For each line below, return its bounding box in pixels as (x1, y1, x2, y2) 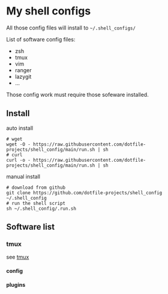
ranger (14, 66, 32, 73)
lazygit (14, 73, 32, 80)
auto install (6, 124, 34, 132)
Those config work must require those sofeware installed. (6, 91, 149, 98)
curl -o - (6, 157, 31, 163)
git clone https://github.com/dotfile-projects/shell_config (6, 189, 163, 196)
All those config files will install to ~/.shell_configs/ (6, 24, 136, 31)
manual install (6, 173, 41, 180)
